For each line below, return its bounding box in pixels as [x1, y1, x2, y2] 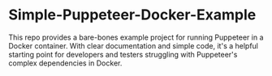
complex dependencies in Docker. [8, 58, 123, 68]
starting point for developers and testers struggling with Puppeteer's [8, 49, 238, 59]
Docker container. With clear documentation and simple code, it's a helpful [8, 40, 258, 50]
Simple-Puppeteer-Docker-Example [8, 6, 257, 24]
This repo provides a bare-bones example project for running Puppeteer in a [8, 32, 264, 42]
